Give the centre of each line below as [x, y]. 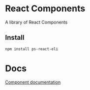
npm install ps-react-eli [31, 49]
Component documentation [33, 82]
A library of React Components [36, 22]
